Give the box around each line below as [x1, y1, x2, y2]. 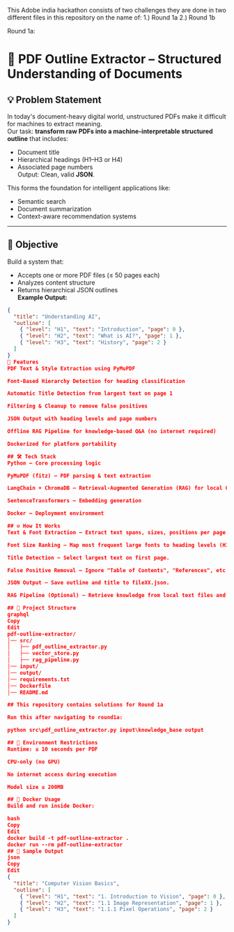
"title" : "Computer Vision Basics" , [13, 880, 120, 887]
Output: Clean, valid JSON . [17, 170, 95, 179]
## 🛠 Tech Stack [7, 453, 56, 460]
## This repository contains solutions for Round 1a [7, 701, 164, 709]
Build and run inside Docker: [7, 802, 95, 810]
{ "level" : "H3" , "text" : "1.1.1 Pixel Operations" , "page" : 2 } [19, 906, 214, 913]
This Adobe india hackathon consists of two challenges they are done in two [7, 6, 226, 14]
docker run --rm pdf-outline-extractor [7, 841, 123, 848]
